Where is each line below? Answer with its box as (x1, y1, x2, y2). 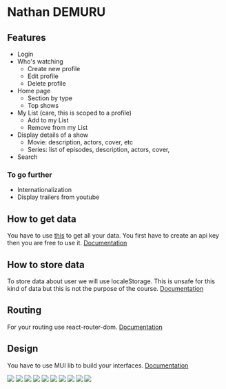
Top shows (27, 102, 59, 109)
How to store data (7, 258, 85, 270)
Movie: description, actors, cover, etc (27, 138, 134, 146)
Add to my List (27, 116, 69, 124)
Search (17, 153, 38, 161)
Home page (17, 87, 51, 95)
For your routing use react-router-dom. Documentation (7, 323, 163, 331)
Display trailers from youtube (17, 193, 100, 201)
